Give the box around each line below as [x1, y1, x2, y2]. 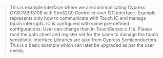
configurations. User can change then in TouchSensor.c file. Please [9, 26, 152, 32]
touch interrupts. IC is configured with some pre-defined [9, 20, 129, 26]
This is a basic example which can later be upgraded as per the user [9, 42, 154, 48]
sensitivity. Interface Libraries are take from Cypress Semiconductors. [9, 37, 158, 43]
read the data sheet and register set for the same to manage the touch [9, 32, 158, 37]
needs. [9, 48, 25, 53]
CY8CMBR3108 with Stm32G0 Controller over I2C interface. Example [9, 10, 156, 16]
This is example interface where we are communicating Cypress [9, 5, 146, 10]
